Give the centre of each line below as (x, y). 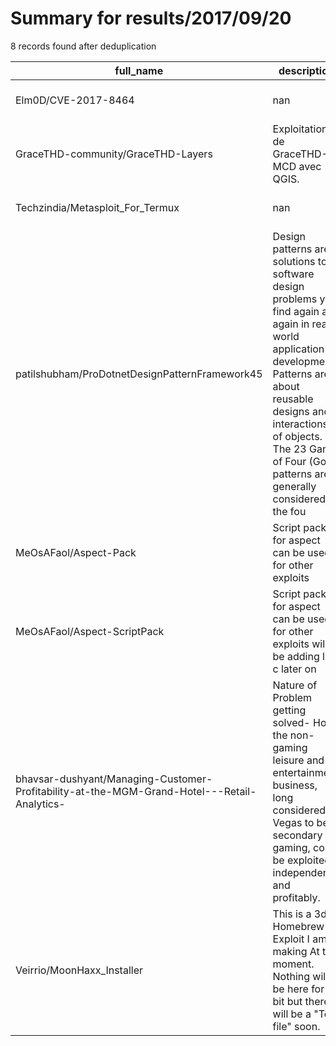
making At (296, 951)
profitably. (296, 897)
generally (294, 486)
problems (295, 299)
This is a (292, 914)
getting (289, 710)
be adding (296, 656)
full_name (139, 70)
